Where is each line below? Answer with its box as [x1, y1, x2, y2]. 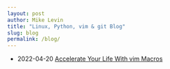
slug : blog [7, 29, 39, 37]
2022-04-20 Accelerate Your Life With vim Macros [17, 55, 163, 63]
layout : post [7, 10, 45, 17]
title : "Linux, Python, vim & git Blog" [7, 23, 126, 30]
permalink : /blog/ [7, 36, 60, 43]
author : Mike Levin [7, 17, 64, 23]
